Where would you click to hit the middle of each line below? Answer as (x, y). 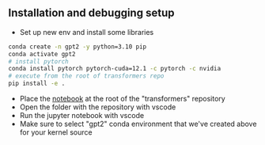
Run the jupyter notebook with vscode (82, 116)
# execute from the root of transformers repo (86, 76)
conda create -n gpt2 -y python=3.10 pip (78, 47)
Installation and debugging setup (91, 13)
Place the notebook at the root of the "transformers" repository (122, 99)
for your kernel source (56, 132)
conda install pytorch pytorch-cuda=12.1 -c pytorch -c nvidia (115, 69)
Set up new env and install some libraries (87, 32)
